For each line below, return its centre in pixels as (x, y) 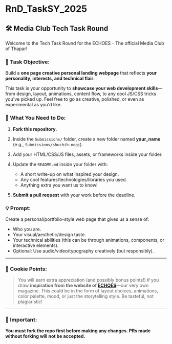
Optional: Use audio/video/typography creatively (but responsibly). (83, 250)
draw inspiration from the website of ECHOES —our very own (83, 285)
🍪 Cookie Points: (26, 269)
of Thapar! (16, 49)
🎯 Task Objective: (28, 62)
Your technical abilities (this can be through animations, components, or (89, 240)
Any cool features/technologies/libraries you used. (73, 179)
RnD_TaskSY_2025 (46, 9)
